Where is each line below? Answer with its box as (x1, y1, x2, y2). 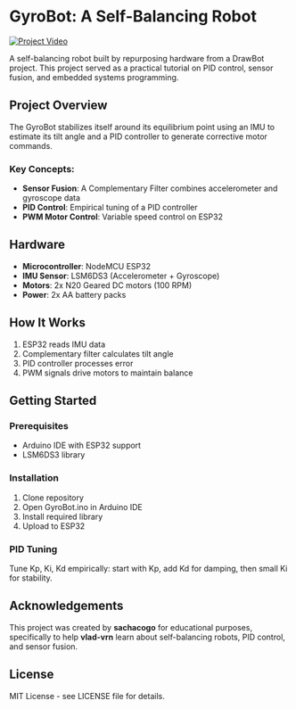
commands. (9, 140, 53, 151)
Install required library (21, 511, 103, 522)
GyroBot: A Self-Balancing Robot (9, 6, 257, 27)
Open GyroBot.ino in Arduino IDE (21, 501, 143, 512)
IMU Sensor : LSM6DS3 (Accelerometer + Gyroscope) (21, 270, 220, 281)
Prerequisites (9, 419, 69, 432)
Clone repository (21, 492, 85, 503)
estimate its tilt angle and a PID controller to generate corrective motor (9, 131, 267, 142)
